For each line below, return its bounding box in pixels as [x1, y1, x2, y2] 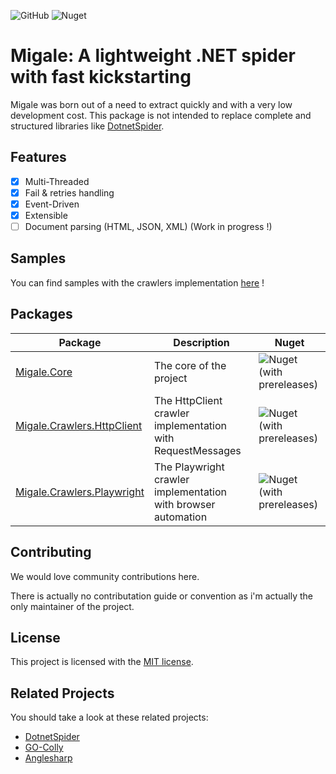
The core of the [153, 358, 227, 372]
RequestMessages [153, 443, 242, 457]
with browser [153, 497, 216, 511]
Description [173, 335, 230, 349]
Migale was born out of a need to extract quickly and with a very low [10, 98, 293, 110]
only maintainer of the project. [10, 600, 135, 612]
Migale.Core [15, 365, 73, 379]
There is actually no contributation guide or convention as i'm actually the [10, 590, 313, 602]
